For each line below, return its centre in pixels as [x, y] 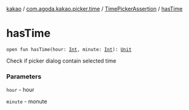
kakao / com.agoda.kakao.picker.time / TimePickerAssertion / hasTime [94, 9]
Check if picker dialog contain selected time [61, 61]
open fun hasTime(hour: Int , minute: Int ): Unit [69, 49]
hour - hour [20, 90]
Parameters [24, 77]
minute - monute [27, 101]
